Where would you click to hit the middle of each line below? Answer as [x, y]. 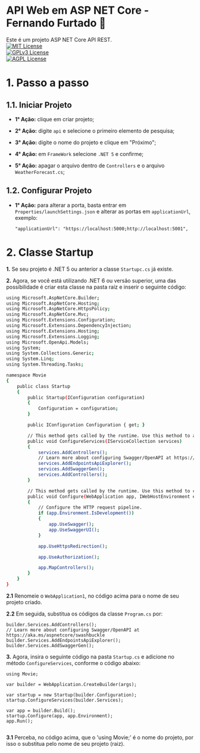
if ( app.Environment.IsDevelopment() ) [86, 513]
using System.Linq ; [30, 359]
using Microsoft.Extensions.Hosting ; [53, 331]
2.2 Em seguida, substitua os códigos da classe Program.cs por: [85, 614]
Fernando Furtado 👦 [56, 23]
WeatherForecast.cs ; [40, 172]
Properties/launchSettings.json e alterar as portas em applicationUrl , [103, 211]
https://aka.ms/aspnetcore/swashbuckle [56, 635]
